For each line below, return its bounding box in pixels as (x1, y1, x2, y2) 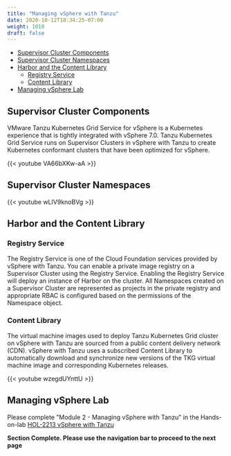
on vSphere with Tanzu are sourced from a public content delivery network (7, 339, 221, 347)
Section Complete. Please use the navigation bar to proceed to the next (7, 434, 216, 442)
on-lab (7, 420, 26, 428)
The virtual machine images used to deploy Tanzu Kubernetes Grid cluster (7, 331, 219, 340)
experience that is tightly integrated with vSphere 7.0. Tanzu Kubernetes (7, 131, 213, 139)
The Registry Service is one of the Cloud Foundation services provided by (7, 254, 218, 263)
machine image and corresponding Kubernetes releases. (7, 361, 169, 369)
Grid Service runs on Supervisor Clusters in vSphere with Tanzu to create (7, 139, 216, 147)
